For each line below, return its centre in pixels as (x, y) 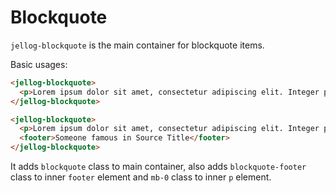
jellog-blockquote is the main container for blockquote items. (137, 45)
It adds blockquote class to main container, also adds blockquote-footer (158, 167)
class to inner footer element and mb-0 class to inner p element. (141, 177)
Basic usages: (39, 64)
